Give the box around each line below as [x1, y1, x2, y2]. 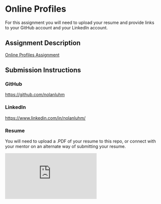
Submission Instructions [5, 66, 81, 74]
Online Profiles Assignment [5, 52, 60, 58]
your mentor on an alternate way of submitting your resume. [5, 143, 126, 149]
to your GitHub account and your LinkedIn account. [5, 24, 108, 30]
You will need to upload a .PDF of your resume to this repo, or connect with [5, 138, 156, 144]
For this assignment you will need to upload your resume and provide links [5, 20, 155, 25]
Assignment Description [5, 39, 81, 47]
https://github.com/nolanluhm [5, 92, 65, 98]
